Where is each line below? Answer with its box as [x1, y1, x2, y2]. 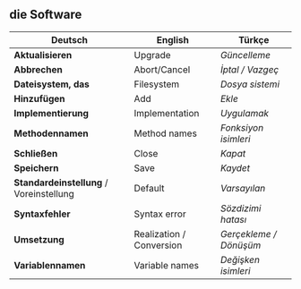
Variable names [133, 259, 200, 271]
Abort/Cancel [133, 63, 191, 75]
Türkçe [238, 33, 270, 46]
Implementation [133, 106, 200, 119]
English [156, 33, 190, 46]
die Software [9, 7, 82, 22]
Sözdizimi [219, 201, 262, 214]
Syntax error [133, 208, 186, 220]
